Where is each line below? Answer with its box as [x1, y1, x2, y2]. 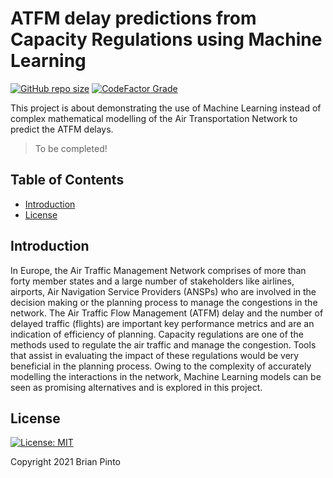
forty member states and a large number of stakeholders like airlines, [10, 275, 295, 287]
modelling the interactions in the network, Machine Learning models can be [10, 370, 322, 382]
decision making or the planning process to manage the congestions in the [10, 296, 318, 308]
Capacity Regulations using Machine [10, 28, 323, 51]
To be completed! [34, 142, 108, 154]
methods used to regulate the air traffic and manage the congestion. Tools [10, 338, 317, 351]
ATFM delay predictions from [10, 7, 257, 30]
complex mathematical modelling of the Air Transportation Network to [10, 112, 298, 124]
